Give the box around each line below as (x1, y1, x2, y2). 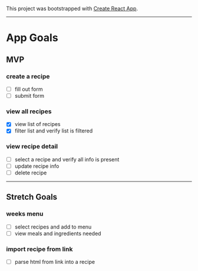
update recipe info (14, 162, 60, 170)
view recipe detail (6, 143, 58, 151)
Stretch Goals (6, 192, 58, 202)
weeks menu (6, 210, 44, 218)
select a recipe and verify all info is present (14, 156, 120, 163)
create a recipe (6, 72, 50, 80)
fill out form (14, 85, 43, 92)
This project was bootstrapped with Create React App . (6, 5, 138, 12)
